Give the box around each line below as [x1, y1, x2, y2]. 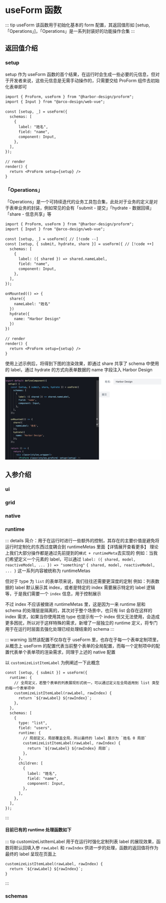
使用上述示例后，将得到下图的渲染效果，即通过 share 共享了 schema [5, 360, 145, 366]
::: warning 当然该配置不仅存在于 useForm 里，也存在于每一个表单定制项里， [5, 637, 161, 643]
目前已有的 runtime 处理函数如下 [5, 826, 72, 832]
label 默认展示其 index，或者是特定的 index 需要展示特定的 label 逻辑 [14, 584, 155, 590]
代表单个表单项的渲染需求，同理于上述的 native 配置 [9, 649, 115, 655]
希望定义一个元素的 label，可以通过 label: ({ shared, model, [9, 556, 136, 562]
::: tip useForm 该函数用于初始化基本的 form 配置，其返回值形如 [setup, [5, 22, 150, 28]
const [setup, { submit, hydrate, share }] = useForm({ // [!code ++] [5, 242, 154, 246]
